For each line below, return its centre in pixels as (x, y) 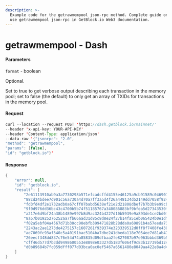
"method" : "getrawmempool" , (35, 144)
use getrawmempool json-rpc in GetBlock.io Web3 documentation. (80, 20)
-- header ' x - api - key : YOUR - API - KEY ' (44, 129)
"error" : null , (31, 180)
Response (16, 164)
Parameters (18, 60)
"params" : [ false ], (26, 148)
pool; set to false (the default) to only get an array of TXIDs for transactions (85, 96)
